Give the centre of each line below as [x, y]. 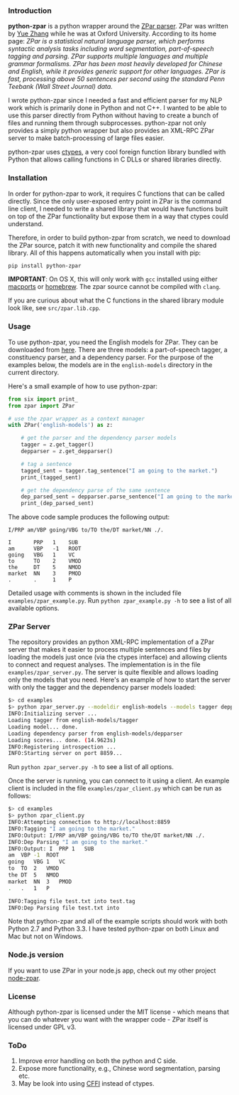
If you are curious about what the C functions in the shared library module [116, 300]
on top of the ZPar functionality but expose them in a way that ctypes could [118, 216]
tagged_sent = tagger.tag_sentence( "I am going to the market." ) [119, 471]
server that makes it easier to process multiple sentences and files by [110, 650]
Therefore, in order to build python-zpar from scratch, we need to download [119, 238]
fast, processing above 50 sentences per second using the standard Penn [117, 79]
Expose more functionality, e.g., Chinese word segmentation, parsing [119, 1069]
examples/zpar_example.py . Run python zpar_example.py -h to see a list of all [120, 601]
